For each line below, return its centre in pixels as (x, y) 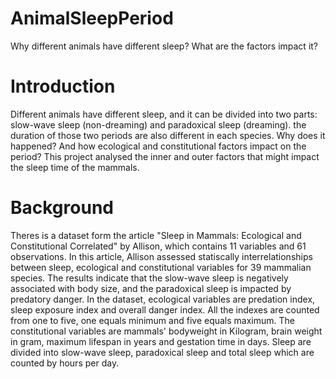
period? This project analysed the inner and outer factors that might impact (165, 156)
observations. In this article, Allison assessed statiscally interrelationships (161, 256)
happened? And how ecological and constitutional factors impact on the (158, 146)
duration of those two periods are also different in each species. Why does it (168, 135)
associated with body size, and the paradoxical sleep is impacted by (151, 288)
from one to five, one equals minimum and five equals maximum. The (152, 320)
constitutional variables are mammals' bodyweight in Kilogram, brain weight (166, 331)
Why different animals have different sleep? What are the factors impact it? (164, 46)
